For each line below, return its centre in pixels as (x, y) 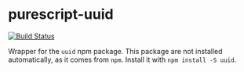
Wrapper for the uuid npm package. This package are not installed (115, 51)
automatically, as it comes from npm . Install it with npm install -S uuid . (122, 59)
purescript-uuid (61, 14)
